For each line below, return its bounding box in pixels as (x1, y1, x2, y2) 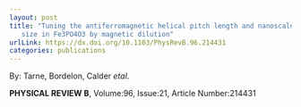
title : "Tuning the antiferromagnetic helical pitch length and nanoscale (9, 21, 295, 30)
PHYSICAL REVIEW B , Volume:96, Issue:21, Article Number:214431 (9, 88, 257, 99)
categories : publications (9, 46, 106, 55)
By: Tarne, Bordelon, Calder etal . (9, 70, 130, 81)
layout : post (9, 12, 58, 22)
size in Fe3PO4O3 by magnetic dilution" (21, 29, 175, 38)
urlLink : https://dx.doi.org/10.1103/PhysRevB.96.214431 (9, 37, 227, 47)
